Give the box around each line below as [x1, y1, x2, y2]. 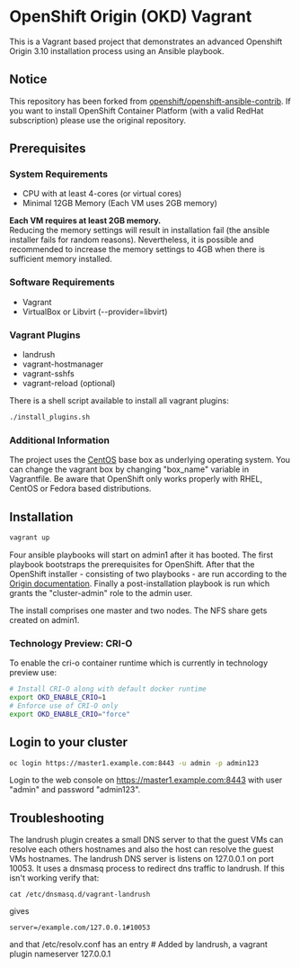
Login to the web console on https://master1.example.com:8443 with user [9, 774, 283, 785]
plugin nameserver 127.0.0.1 [9, 948, 111, 960]
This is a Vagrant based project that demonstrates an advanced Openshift [9, 36, 283, 47]
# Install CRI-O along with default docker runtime [9, 684, 207, 694]
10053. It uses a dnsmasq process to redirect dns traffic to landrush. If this [9, 863, 285, 874]
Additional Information [9, 434, 110, 447]
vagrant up [9, 533, 50, 542]
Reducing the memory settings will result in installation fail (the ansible [9, 225, 270, 236]
